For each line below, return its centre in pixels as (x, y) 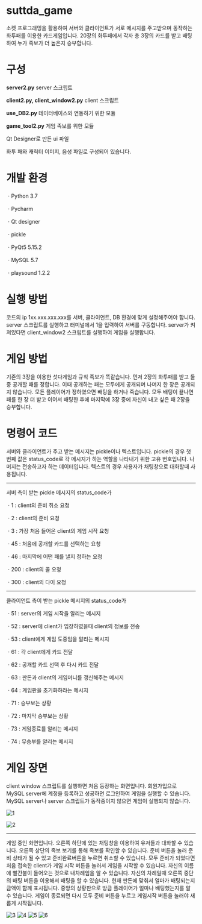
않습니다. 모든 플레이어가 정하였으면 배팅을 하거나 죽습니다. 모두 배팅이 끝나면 (103, 392)
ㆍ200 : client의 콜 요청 (34, 569)
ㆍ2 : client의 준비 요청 (33, 518)
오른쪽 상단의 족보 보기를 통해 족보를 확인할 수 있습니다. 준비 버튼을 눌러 (103, 850)
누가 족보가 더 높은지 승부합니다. (55, 43)
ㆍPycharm (20, 209)
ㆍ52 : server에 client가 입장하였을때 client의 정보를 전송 (73, 626)
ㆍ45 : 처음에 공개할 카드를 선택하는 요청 (54, 544)
